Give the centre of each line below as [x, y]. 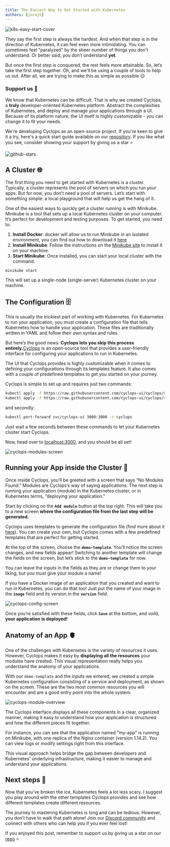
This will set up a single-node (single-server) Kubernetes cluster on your [81, 280]
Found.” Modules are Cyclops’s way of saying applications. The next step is [84, 485]
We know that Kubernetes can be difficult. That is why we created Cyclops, [84, 100]
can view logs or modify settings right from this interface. [65, 743]
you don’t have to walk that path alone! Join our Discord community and [80, 818]
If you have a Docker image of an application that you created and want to [82, 583]
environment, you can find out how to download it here [70, 239]
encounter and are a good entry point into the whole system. [68, 692]
